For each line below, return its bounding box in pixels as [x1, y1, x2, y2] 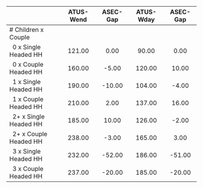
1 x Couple [12, 95, 44, 103]
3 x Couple [12, 164, 44, 173]
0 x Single [12, 43, 41, 51]
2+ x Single [12, 112, 45, 120]
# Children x [9, 25, 44, 34]
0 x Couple [12, 60, 44, 68]
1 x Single [12, 78, 41, 86]
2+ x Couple [12, 130, 48, 138]
